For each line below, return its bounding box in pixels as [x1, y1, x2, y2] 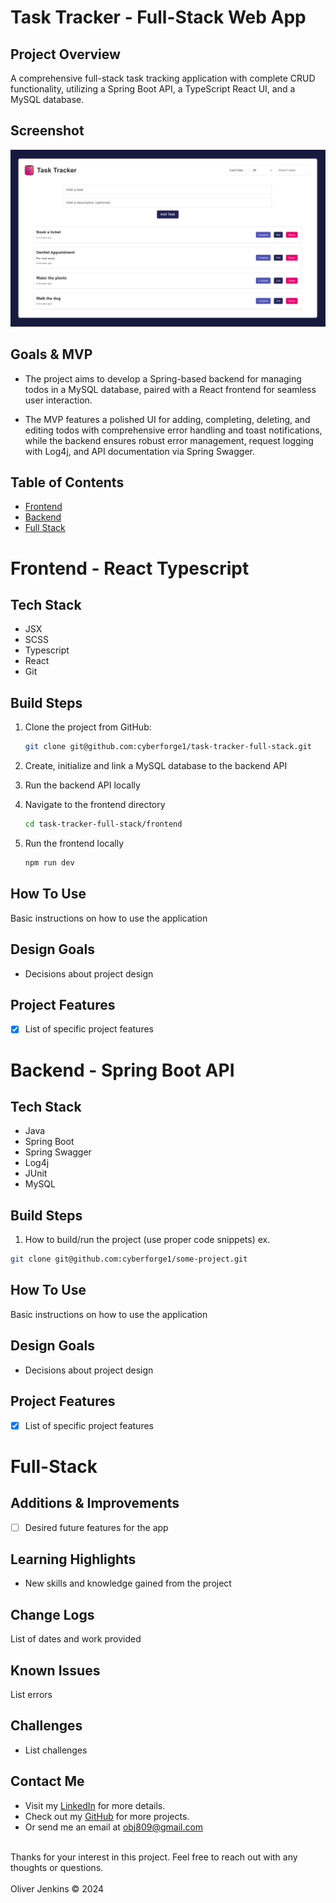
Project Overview [10, 46, 121, 63]
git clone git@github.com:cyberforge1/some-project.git [10, 1254, 248, 1265]
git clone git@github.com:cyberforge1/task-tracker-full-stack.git [24, 742, 312, 752]
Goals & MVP [10, 346, 93, 363]
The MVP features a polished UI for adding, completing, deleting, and [24, 413, 311, 425]
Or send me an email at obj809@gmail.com [24, 1821, 204, 1833]
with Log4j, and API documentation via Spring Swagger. [24, 445, 255, 457]
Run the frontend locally [24, 837, 125, 849]
